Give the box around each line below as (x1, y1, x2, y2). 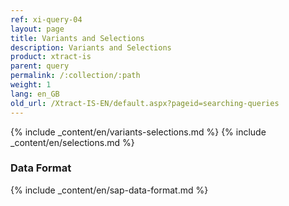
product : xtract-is (10, 52, 92, 62)
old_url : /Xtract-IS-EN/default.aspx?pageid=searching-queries (10, 98, 280, 108)
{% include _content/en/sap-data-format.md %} (10, 184, 209, 196)
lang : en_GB (10, 89, 60, 99)
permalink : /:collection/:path (10, 71, 141, 81)
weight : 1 (10, 80, 52, 90)
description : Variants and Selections (10, 42, 172, 53)
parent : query (10, 61, 70, 71)
